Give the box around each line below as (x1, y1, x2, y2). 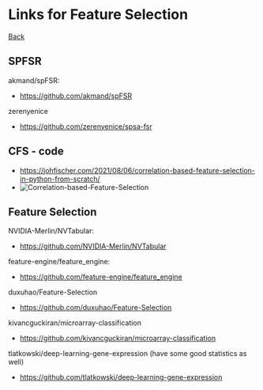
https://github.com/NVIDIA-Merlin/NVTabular (19, 241, 167, 251)
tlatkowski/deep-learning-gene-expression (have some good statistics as (8, 349, 247, 358)
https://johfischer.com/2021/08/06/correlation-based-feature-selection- (19, 165, 255, 175)
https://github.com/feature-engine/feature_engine (19, 272, 183, 282)
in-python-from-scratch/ (19, 174, 100, 184)
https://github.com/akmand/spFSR (19, 91, 133, 100)
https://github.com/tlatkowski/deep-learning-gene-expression (19, 373, 223, 382)
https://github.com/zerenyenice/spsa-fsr (19, 121, 152, 131)
